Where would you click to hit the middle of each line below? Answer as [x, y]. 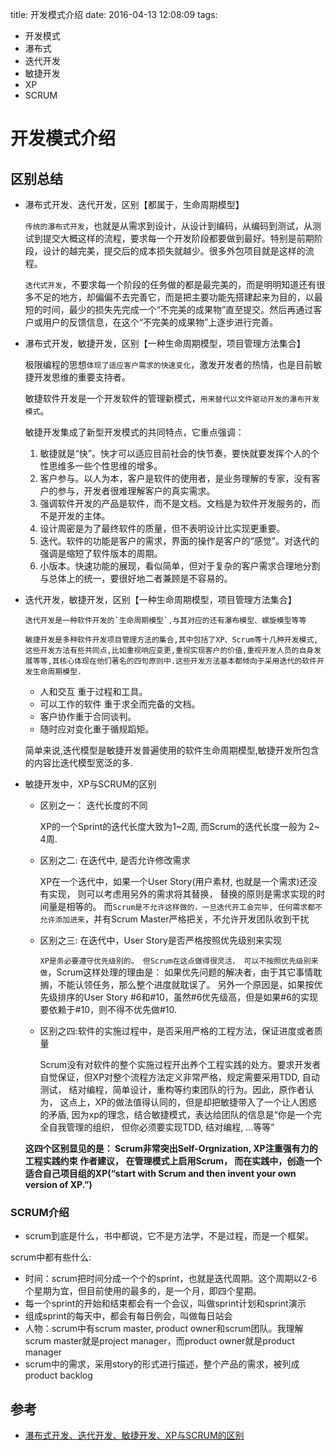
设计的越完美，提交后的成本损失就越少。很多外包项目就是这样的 [174, 251]
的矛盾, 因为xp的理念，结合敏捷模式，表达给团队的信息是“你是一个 [176, 1114]
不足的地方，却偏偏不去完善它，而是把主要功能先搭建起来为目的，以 [174, 297]
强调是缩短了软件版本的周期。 [101, 553]
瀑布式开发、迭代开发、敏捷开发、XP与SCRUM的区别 [134, 1435]
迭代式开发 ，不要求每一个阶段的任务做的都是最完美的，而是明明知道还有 [170, 284]
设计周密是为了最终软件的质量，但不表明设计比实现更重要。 [162, 528]
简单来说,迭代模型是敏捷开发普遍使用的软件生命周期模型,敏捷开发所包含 [172, 750]
